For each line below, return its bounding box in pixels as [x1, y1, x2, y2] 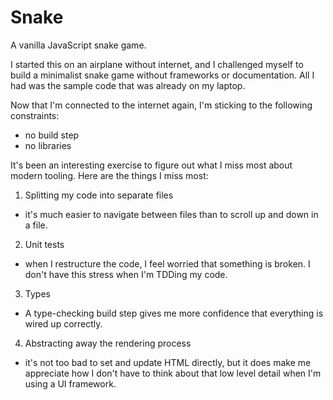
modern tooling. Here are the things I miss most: [10, 169, 209, 181]
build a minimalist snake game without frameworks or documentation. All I [10, 69, 315, 81]
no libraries [24, 139, 72, 151]
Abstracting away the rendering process [24, 337, 192, 349]
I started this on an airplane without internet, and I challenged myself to [10, 58, 304, 70]
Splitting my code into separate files [24, 189, 174, 201]
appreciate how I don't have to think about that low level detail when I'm [24, 367, 322, 379]
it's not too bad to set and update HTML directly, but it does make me [24, 356, 312, 368]
